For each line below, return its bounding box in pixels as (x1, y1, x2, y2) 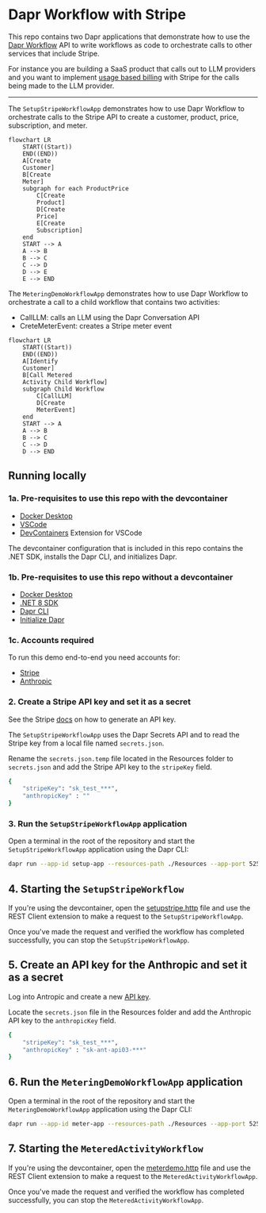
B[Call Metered (22, 371, 73, 379)
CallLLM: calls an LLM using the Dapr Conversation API (19, 312, 200, 322)
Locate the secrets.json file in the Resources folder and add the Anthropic (8, 1007, 252, 1017)
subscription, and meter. (8, 121, 88, 130)
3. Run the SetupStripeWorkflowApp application (8, 818, 188, 829)
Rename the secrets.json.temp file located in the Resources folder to (8, 753, 234, 763)
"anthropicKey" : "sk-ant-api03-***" (22, 1045, 147, 1053)
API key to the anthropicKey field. (8, 1015, 116, 1025)
